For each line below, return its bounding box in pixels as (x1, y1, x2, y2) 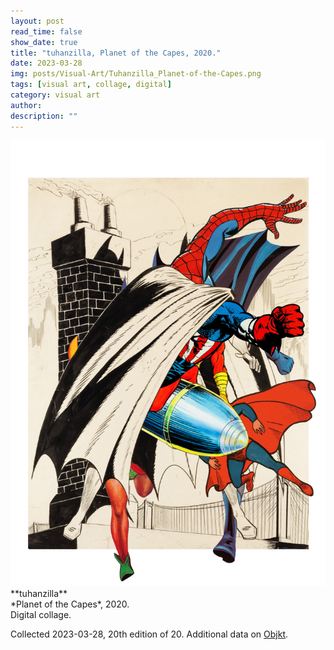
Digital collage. (10, 609, 72, 621)
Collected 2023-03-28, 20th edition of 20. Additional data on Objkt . (10, 628, 289, 640)
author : (10, 100, 43, 110)
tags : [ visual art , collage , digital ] (10, 80, 172, 90)
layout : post (10, 16, 65, 26)
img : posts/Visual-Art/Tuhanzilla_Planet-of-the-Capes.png (10, 69, 262, 79)
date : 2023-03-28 (10, 58, 83, 69)
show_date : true (10, 37, 78, 47)
